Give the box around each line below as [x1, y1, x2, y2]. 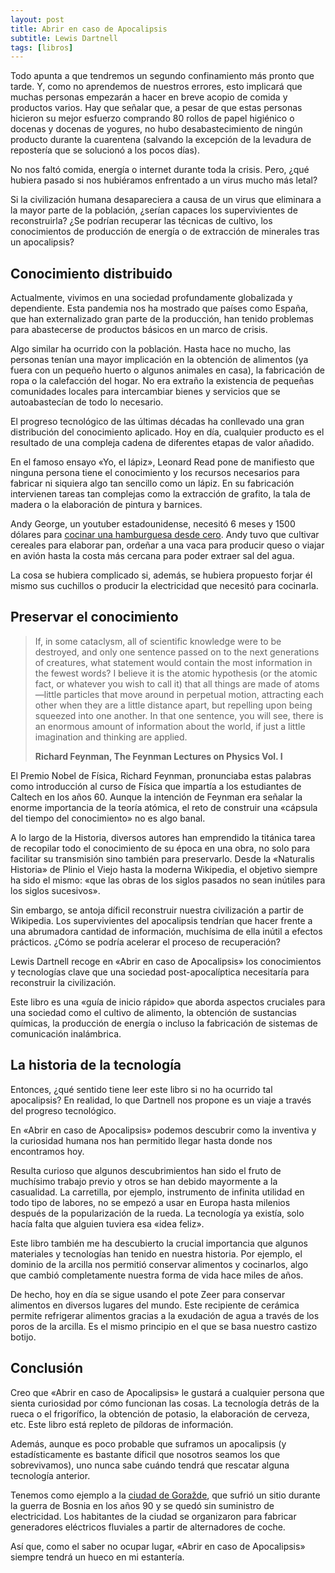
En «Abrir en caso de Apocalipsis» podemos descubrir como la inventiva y [10, 1124, 317, 1136]
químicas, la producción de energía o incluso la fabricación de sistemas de [10, 1017, 318, 1029]
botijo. [10, 1331, 37, 1343]
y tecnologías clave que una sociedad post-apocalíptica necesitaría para [10, 966, 310, 978]
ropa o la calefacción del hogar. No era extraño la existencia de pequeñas [10, 375, 315, 387]
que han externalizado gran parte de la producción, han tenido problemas [10, 313, 315, 325]
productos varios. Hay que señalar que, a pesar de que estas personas [10, 102, 303, 114]
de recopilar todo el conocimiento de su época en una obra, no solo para [10, 842, 311, 854]
